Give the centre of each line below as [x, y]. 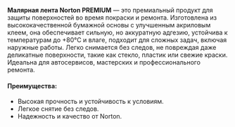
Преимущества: [32, 86]
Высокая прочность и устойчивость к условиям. [90, 102]
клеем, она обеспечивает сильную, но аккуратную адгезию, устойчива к [118, 32]
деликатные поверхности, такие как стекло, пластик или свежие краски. [118, 55]
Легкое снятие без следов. [58, 109]
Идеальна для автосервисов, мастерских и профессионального [104, 62]
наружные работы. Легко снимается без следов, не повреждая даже [112, 47]
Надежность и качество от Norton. [70, 116]
